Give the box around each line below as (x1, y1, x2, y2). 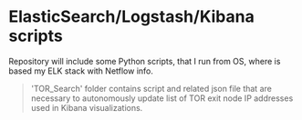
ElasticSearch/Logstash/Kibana (8, 6, 255, 27)
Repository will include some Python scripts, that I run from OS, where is (8, 55, 281, 66)
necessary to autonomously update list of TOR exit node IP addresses (30, 93, 294, 104)
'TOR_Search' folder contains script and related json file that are (30, 83, 273, 94)
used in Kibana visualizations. (30, 102, 143, 113)
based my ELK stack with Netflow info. (8, 65, 154, 76)
